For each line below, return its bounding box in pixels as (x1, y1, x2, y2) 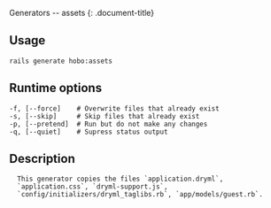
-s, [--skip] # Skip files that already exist (9, 112, 200, 120)
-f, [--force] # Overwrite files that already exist (9, 104, 220, 113)
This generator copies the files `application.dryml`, (17, 174, 224, 184)
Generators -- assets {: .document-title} (9, 8, 155, 18)
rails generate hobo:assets (9, 57, 113, 65)
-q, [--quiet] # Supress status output (9, 127, 168, 136)
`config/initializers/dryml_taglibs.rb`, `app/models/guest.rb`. (17, 190, 264, 199)
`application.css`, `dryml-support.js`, (17, 182, 168, 191)
